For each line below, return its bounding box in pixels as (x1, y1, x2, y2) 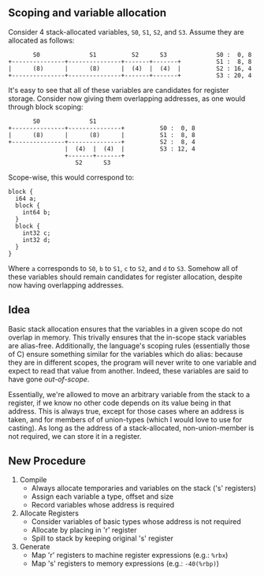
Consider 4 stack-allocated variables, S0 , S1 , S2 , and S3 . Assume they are (8, 27, 244, 36)
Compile (19, 475, 47, 485)
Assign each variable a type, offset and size (31, 492, 174, 501)
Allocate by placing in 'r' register (31, 526, 137, 535)
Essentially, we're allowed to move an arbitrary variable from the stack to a (8, 389, 251, 399)
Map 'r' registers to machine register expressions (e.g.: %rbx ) (31, 551, 229, 560)
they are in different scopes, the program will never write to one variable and (8, 358, 257, 367)
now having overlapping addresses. (8, 280, 125, 290)
